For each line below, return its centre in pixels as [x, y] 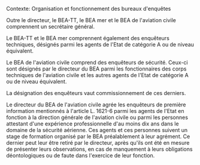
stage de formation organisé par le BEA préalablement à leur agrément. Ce [98, 136]
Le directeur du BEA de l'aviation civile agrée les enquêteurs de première [96, 105]
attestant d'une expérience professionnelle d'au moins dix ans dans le [93, 124]
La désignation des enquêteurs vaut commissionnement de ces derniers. [96, 93]
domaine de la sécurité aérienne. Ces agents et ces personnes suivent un [97, 130]
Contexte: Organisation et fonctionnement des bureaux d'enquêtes [89, 9]
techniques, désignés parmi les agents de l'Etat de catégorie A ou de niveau [100, 45]
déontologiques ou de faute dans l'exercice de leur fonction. [81, 155]
